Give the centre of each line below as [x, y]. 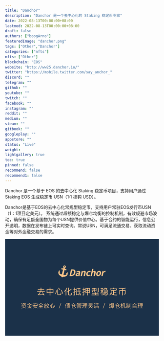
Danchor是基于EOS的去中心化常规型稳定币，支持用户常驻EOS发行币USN [78, 207]
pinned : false [20, 165]
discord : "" [17, 78]
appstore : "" [18, 139]
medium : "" [16, 119]
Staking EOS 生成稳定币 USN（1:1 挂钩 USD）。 [52, 197]
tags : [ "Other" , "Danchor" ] [32, 46]
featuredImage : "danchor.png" [36, 42]
